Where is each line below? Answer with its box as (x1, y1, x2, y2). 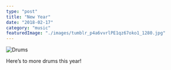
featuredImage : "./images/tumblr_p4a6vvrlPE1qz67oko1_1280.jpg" (6, 30, 166, 36)
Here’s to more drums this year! (6, 58, 82, 65)
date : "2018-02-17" (6, 19, 54, 25)
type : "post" (6, 8, 38, 15)
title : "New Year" (6, 14, 51, 20)
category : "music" (6, 24, 51, 31)
